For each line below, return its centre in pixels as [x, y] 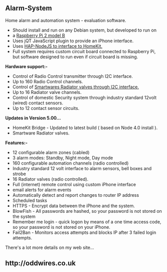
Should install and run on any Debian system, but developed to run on [85, 30]
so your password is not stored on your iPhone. [61, 227]
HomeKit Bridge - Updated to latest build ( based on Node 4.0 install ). [85, 127]
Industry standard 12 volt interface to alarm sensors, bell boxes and [82, 168]
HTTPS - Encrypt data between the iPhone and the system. [74, 206]
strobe [19, 174]
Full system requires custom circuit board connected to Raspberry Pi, [84, 51]
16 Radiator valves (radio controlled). [50, 179]
